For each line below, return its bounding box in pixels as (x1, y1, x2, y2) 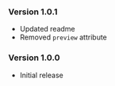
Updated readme (19, 24, 75, 34)
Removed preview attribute (19, 32, 107, 42)
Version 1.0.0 (8, 52, 60, 63)
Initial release (19, 70, 63, 80)
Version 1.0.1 (8, 6, 58, 17)
